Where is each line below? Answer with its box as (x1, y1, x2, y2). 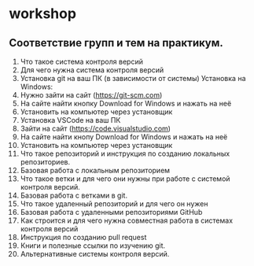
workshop (9, 5, 77, 23)
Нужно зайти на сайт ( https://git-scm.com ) (20, 91, 163, 99)
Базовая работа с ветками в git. (20, 190, 128, 200)
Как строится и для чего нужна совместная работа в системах (20, 216, 234, 225)
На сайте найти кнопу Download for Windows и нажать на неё (20, 132, 228, 142)
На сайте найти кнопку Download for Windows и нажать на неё (20, 99, 232, 108)
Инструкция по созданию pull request (20, 233, 147, 242)
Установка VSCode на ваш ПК (20, 116, 121, 124)
